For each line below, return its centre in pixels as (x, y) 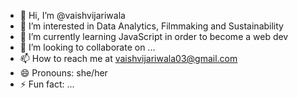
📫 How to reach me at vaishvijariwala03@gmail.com (128, 58)
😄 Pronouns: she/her (63, 73)
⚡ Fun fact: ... (47, 84)
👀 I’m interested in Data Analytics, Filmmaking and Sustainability (151, 26)
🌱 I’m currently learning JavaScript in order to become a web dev (154, 36)
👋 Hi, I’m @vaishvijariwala (72, 15)
